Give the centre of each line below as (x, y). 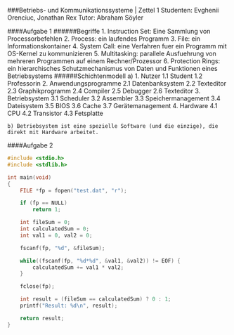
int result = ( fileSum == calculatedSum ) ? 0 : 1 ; (96, 299)
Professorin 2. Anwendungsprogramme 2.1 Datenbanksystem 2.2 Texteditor (117, 83)
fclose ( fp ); (37, 287)
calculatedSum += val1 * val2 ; (78, 267)
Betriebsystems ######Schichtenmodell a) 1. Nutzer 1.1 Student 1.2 (105, 76)
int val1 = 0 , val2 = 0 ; (56, 235)
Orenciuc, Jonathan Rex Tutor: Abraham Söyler (76, 18)
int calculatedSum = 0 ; (55, 229)
